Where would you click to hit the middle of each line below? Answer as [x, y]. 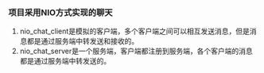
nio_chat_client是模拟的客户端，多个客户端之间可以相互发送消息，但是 [135, 31]
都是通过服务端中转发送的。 [65, 61]
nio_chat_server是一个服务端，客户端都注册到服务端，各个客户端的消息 [136, 51]
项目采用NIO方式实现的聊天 [60, 12]
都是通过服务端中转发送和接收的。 [83, 41]
